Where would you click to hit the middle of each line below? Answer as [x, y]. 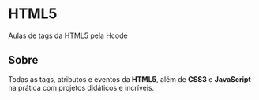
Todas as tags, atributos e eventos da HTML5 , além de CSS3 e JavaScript [129, 79]
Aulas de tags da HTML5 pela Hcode [68, 35]
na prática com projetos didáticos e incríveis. [81, 87]
